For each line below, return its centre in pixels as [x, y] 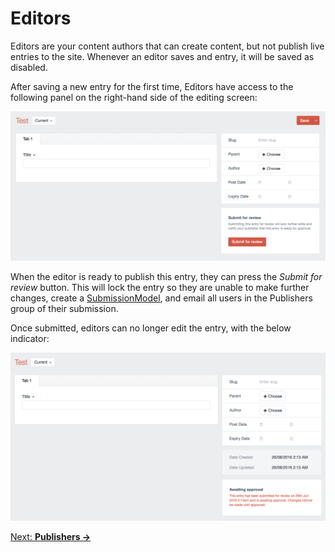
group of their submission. [64, 308]
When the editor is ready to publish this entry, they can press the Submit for [166, 276]
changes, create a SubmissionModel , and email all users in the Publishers [161, 298]
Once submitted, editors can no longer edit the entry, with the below [151, 328]
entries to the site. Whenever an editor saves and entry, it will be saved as [162, 56]
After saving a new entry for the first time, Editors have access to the [152, 86]
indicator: [30, 338]
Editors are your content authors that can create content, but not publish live [167, 46]
